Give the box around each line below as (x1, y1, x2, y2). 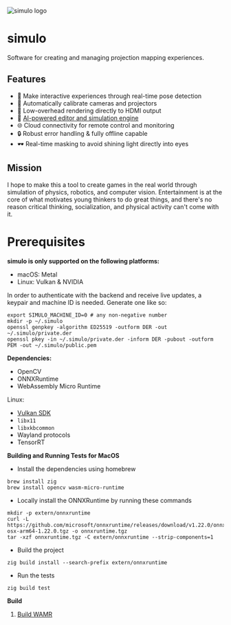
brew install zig (7, 478, 57, 485)
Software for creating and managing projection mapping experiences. (7, 53, 204, 61)
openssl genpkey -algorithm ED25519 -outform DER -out (7, 324, 168, 330)
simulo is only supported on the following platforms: (7, 257, 159, 265)
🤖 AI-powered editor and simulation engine (16, 114, 139, 122)
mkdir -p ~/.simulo (7, 317, 63, 324)
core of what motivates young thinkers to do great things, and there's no (7, 195, 212, 204)
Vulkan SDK (16, 408, 52, 417)
